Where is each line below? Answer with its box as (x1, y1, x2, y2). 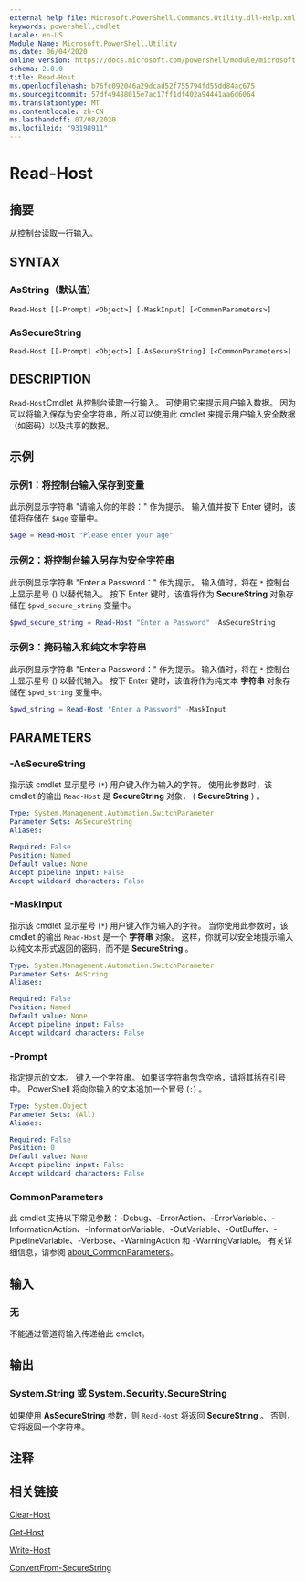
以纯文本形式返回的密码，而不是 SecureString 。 (9, 943, 194, 954)
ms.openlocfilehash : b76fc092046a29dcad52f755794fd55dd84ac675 (9, 81, 256, 90)
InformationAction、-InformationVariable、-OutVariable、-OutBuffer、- (9, 1224, 278, 1235)
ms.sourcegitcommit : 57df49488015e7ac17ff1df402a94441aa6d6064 (9, 90, 256, 99)
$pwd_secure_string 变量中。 (26, 599, 136, 610)
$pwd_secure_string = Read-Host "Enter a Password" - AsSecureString (9, 617, 276, 627)
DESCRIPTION (9, 372, 91, 387)
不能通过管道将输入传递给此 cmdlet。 (9, 1328, 150, 1339)
